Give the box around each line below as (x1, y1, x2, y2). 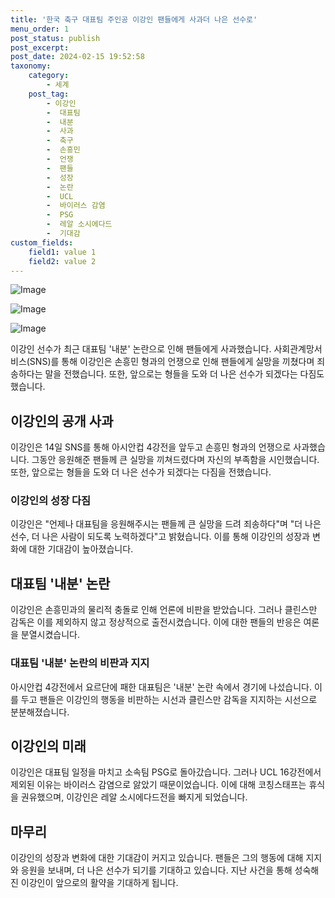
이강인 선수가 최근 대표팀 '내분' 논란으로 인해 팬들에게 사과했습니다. (10, 343, 272, 355)
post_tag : (28, 89, 70, 99)
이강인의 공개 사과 (10, 412, 114, 430)
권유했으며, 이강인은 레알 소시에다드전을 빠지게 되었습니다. (20, 791, 248, 803)
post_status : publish (10, 33, 101, 43)
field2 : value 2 (28, 256, 97, 266)
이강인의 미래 (10, 737, 87, 755)
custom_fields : (10, 237, 74, 248)
